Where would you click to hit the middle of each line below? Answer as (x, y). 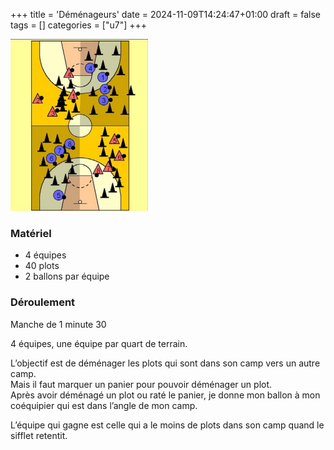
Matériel (31, 233)
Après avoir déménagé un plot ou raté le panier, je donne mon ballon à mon (165, 395)
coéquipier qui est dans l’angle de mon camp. (104, 405)
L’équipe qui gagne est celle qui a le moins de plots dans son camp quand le (167, 425)
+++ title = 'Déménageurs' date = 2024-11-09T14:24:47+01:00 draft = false (165, 14)
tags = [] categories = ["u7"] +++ (79, 25)
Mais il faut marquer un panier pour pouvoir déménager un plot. (141, 384)
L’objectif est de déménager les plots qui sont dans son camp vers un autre (165, 363)
